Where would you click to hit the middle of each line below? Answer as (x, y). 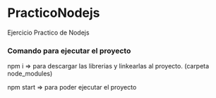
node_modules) (30, 74)
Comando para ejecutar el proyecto (69, 51)
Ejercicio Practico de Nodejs (48, 32)
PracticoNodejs (54, 13)
